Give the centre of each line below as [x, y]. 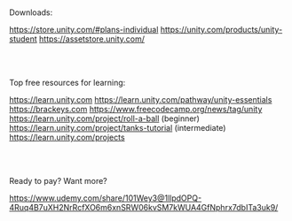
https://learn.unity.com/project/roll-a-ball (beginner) [104, 118]
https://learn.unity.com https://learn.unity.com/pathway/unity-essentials [141, 99]
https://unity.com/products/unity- [221, 30]
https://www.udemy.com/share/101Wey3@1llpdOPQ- [106, 198]
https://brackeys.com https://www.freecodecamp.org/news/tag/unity [136, 109]
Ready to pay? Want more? [59, 181]
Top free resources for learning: [67, 83]
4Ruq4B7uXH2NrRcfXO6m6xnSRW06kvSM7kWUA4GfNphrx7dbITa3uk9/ [144, 207]
